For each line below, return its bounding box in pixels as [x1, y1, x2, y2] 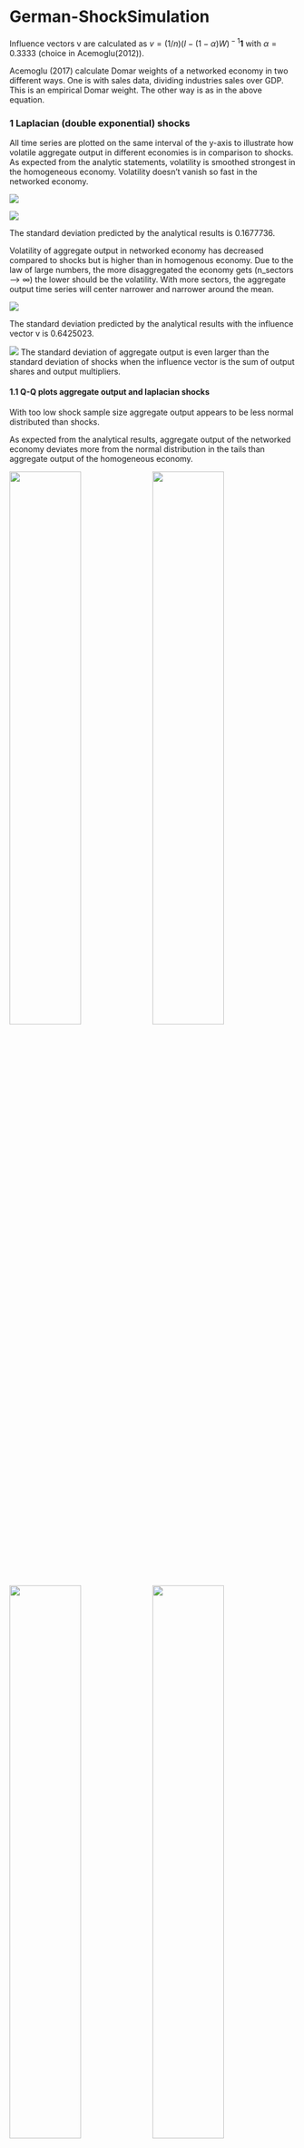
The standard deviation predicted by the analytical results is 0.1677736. [9, 227, 276, 238]
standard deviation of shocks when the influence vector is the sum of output [9, 356, 295, 367]
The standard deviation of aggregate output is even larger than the [20, 347, 270, 358]
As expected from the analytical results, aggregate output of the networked [9, 434, 291, 446]
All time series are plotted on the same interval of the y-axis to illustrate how [9, 137, 294, 148]
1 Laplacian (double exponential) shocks [9, 116, 191, 129]
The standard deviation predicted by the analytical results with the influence [9, 318, 294, 329]
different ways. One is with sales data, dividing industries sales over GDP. [9, 74, 284, 85]
